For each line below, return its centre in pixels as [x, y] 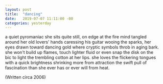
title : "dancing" [24, 14]
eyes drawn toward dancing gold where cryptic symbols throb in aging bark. [82, 47]
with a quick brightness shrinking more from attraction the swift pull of [76, 63]
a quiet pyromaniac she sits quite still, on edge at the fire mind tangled [76, 37]
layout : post [18, 9]
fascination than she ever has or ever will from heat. [58, 68]
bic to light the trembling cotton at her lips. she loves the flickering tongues [81, 58]
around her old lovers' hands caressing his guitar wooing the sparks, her [78, 42]
